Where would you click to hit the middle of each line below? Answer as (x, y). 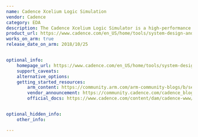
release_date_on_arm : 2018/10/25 (47, 45)
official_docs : (46, 98)
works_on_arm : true (30, 39)
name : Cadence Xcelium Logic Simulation (57, 11)
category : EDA (24, 22)
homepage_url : (34, 65)
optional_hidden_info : (34, 114)
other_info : (31, 119)
